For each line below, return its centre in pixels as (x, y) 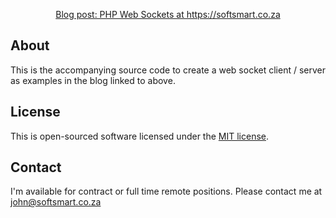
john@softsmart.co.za (56, 202)
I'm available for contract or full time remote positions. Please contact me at (166, 191)
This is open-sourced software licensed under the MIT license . (140, 136)
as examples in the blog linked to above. (93, 80)
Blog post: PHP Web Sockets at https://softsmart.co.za (168, 14)
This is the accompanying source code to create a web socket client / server (168, 70)
